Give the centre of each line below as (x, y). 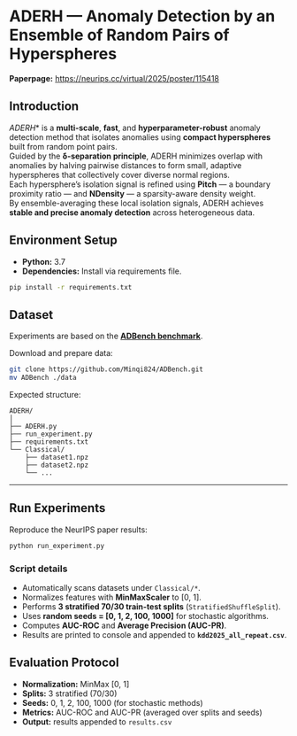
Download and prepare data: (61, 353)
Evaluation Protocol (64, 663)
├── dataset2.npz (57, 465)
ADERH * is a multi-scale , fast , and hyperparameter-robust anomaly (135, 128)
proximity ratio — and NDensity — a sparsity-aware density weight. (133, 193)
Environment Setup (63, 240)
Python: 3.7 (44, 261)
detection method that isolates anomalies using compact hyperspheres (140, 137)
